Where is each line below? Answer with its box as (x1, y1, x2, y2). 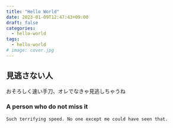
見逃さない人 (6, 71, 53, 81)
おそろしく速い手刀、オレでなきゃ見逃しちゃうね (6, 87, 126, 95)
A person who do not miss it (6, 103, 88, 111)
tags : (6, 36, 20, 42)
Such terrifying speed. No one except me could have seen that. (6, 116, 168, 122)
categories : (6, 25, 36, 31)
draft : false (6, 20, 39, 25)
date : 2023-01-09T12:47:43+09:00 (6, 14, 89, 20)
